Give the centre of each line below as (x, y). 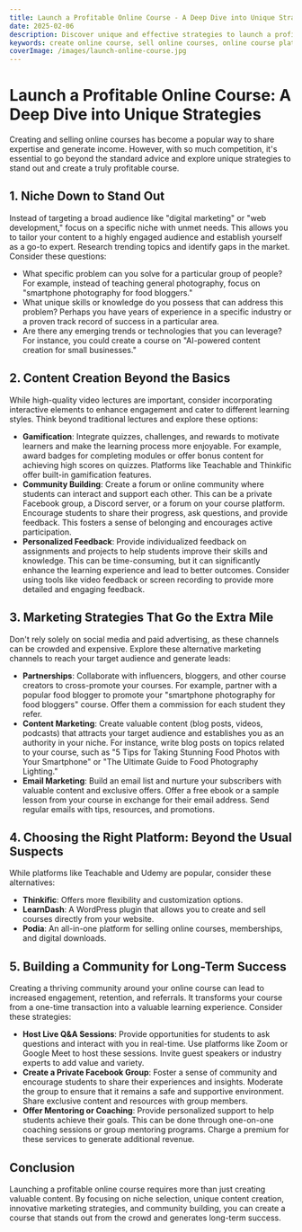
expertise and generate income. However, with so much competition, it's (143, 149)
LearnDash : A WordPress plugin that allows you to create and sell (144, 909)
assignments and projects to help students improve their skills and (145, 551)
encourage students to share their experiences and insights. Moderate (153, 1082)
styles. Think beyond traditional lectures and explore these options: (134, 419)
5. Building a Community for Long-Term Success (148, 966)
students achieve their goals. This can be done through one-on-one (148, 1121)
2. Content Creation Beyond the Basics (120, 378)
